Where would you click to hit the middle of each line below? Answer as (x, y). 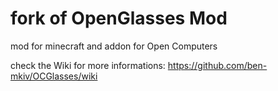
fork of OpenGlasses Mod (119, 18)
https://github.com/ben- (217, 65)
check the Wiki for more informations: (88, 65)
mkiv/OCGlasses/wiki (54, 76)
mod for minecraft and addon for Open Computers (114, 46)
